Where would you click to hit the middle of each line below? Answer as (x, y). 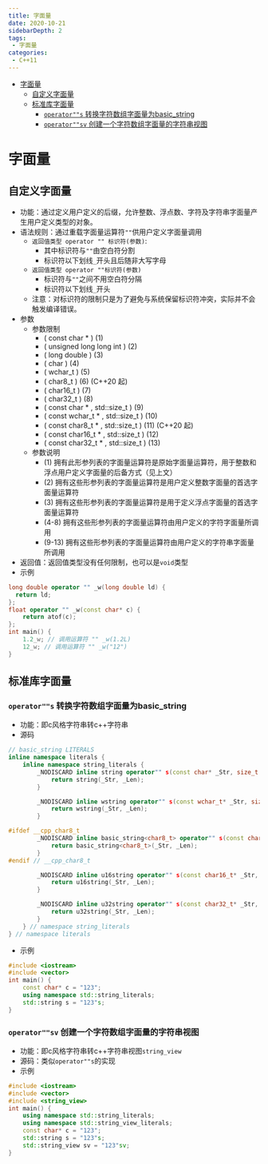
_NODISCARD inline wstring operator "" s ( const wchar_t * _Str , (142, 801)
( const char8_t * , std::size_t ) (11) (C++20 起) (118, 425)
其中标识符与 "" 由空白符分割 (89, 250)
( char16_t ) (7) (67, 390)
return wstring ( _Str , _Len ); (99, 809)
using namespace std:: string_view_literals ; (98, 1123)
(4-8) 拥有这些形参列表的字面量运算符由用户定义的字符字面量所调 (151, 522)
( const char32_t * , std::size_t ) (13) (102, 442)
